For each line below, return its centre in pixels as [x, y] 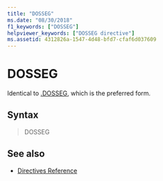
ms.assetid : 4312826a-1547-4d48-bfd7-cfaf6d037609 [82, 40]
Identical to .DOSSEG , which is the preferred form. [79, 93]
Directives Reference [47, 171]
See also [26, 154]
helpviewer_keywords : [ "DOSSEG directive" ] [71, 33]
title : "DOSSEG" [31, 14]
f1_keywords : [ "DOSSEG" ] [43, 26]
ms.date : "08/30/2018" [40, 20]
